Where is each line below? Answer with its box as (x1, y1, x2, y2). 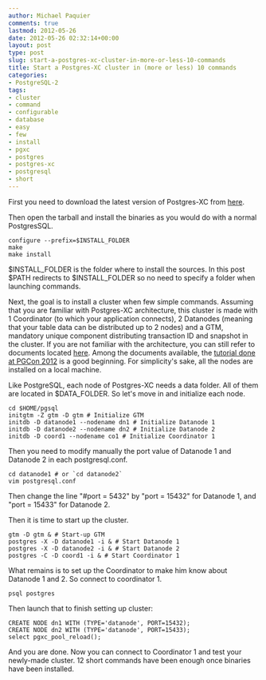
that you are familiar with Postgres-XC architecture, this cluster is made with (8, 305, 258, 315)
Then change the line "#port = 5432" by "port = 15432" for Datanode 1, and (8, 491, 256, 500)
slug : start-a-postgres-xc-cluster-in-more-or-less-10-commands (8, 57, 226, 65)
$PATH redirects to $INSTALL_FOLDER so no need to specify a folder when (8, 272, 256, 282)
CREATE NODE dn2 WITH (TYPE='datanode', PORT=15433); (8, 626, 191, 634)
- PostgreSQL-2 (8, 78, 59, 86)
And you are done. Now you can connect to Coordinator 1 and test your (8, 646, 242, 656)
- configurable (8, 109, 59, 117)
